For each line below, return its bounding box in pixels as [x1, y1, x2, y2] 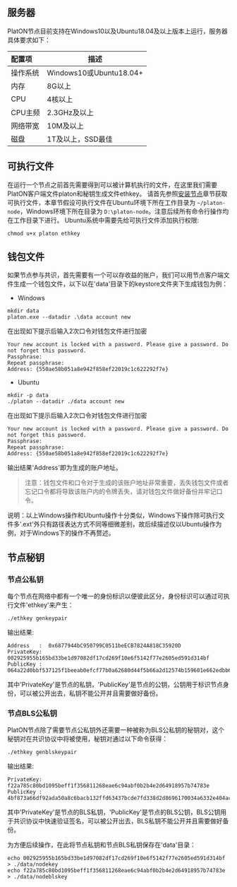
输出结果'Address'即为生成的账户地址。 [7, 464, 122, 472]
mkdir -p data [7, 392, 49, 399]
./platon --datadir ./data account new [7, 398, 125, 405]
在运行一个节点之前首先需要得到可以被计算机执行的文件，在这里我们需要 [7, 180, 217, 189]
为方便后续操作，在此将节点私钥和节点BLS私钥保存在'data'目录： [7, 840, 196, 850]
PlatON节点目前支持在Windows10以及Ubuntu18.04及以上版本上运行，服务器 [7, 27, 228, 35]
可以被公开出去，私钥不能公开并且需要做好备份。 [19, 689, 162, 698]
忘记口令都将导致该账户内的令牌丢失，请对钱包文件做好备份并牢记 [24, 487, 217, 496]
